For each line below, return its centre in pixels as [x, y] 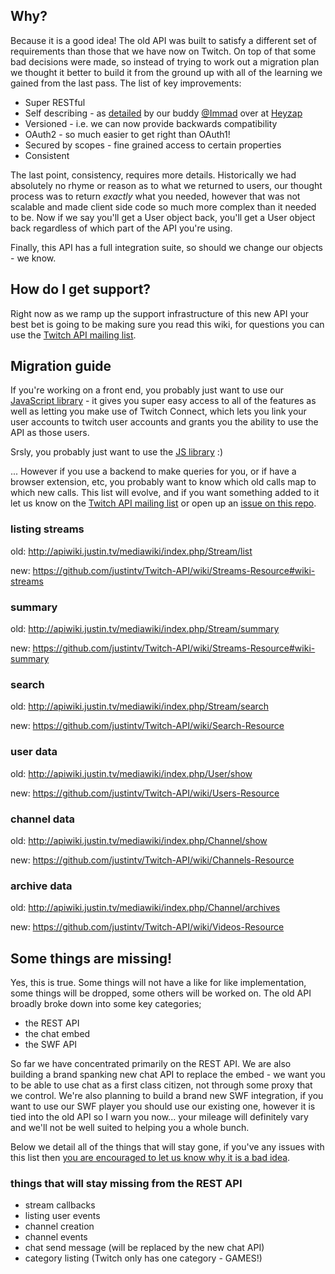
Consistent [47, 155]
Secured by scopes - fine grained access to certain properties [153, 145]
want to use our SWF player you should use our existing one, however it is [163, 1106]
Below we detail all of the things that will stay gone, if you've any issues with [167, 1147]
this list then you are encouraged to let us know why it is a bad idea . [150, 1158]
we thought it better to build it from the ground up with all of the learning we [166, 72]
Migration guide [61, 366]
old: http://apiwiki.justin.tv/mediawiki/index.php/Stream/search [139, 706]
